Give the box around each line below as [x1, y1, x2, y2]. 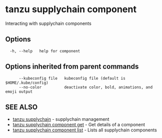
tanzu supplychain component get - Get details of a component [12, 122, 145, 128]
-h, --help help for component [10, 48, 80, 54]
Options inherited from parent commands [5, 62, 139, 71]
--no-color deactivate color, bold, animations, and [18, 85, 153, 90]
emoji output [5, 89, 33, 94]
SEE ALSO [5, 102, 38, 111]
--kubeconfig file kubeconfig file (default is [18, 76, 126, 81]
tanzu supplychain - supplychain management [12, 116, 110, 122]
